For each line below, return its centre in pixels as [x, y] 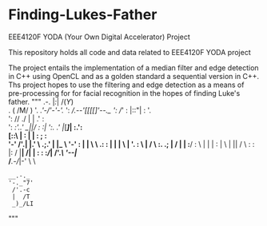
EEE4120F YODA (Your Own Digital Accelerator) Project [99, 37]
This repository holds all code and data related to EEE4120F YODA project [130, 52]
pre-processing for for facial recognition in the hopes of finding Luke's [124, 93]
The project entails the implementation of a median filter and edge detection [133, 67]
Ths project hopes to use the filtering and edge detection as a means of [126, 85]
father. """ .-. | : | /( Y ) [41, 101]
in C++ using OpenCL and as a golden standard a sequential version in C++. [134, 76]
